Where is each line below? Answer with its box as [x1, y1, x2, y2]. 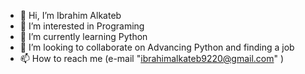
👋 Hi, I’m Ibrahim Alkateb [19, 10, 122, 21]
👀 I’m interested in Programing [19, 20, 145, 32]
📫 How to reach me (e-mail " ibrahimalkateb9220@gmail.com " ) [19, 53, 285, 64]
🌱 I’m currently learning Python [19, 31, 148, 42]
